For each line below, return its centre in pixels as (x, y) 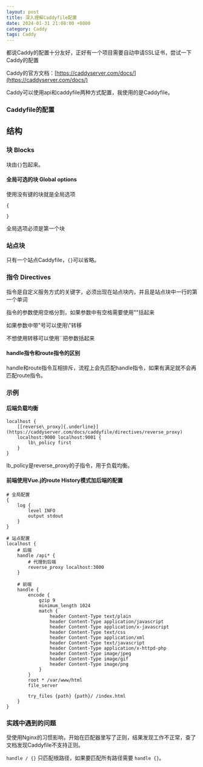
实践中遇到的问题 (31, 723)
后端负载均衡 (22, 408)
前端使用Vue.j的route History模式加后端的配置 (65, 480)
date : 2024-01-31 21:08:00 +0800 (48, 23)
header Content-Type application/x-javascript (109, 627)
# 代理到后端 (42, 562)
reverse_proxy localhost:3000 (66, 568)
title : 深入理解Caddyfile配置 (42, 18)
